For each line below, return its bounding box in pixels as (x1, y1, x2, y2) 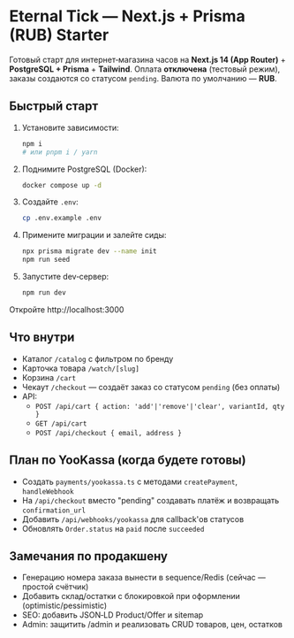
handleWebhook (21, 487, 74, 496)
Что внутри (9, 330, 75, 345)
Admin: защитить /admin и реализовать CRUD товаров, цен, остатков (21, 619, 283, 630)
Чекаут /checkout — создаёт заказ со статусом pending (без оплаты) (21, 381, 281, 392)
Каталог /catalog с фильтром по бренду (21, 353, 174, 364)
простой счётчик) (21, 581, 89, 592)
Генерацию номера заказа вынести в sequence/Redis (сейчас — (21, 573, 267, 583)
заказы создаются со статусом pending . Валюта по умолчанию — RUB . (9, 73, 277, 83)
